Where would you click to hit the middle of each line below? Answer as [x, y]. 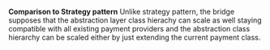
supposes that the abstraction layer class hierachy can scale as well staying [135, 20]
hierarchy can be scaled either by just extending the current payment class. [135, 37]
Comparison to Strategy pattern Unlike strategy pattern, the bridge [122, 12]
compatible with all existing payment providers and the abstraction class [129, 29]
